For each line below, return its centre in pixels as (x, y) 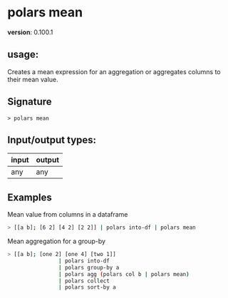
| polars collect (84, 281)
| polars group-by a (89, 267)
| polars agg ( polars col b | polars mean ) (124, 274)
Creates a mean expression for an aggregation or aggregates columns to (114, 71)
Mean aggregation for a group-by (56, 241)
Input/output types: (52, 140)
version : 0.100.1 (30, 32)
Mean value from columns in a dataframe (68, 215)
